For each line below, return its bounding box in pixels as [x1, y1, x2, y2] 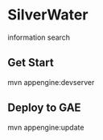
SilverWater [7, 6, 89, 24]
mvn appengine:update [7, 122, 84, 132]
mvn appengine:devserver [7, 77, 95, 87]
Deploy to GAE [7, 101, 81, 115]
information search [7, 32, 70, 42]
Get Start [7, 56, 54, 70]
